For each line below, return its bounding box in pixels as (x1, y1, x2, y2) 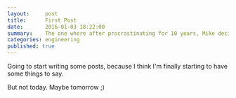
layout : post (7, 10, 58, 17)
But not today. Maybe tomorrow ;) (7, 83, 105, 91)
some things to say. (7, 69, 64, 78)
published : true (7, 43, 55, 50)
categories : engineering (7, 36, 80, 43)
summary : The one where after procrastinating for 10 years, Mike (7, 29, 216, 37)
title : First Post (7, 17, 77, 24)
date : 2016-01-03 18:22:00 (7, 23, 105, 30)
